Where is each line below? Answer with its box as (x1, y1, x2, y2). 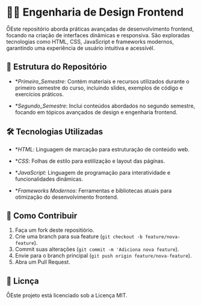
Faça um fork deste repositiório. (14, 226, 94, 234)
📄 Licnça (6, 276, 39, 286)
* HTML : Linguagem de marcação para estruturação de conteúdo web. (14, 145, 190, 152)
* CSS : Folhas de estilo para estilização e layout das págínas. (14, 157, 165, 165)
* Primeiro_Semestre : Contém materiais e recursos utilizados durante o (14, 77, 190, 85)
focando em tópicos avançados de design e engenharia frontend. (14, 108, 178, 116)
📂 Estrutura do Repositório (6, 62, 107, 72)
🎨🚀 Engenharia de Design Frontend (6, 5, 184, 19)
